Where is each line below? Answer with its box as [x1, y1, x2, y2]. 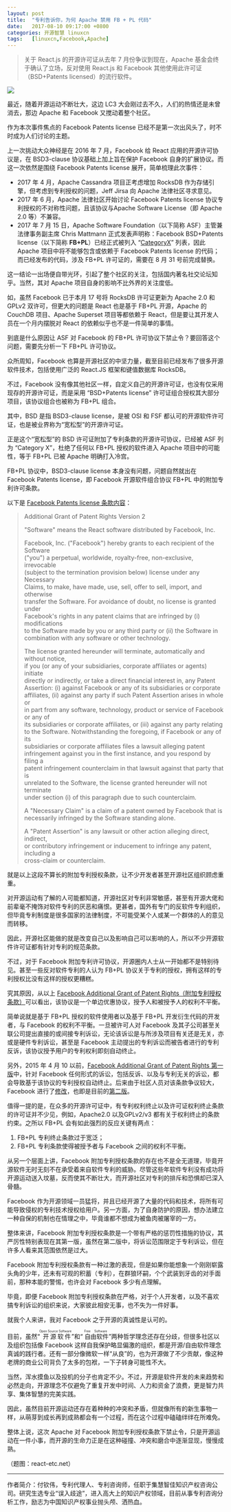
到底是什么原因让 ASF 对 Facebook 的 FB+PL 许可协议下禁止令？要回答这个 [7, 334, 221, 342]
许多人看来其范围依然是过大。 [7, 1246, 91, 1254]
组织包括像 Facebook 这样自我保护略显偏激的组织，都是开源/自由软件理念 [12, 1341, 221, 1349]
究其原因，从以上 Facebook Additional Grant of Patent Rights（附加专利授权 [7, 989, 222, 997]
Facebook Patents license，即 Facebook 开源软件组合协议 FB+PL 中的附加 [7, 476, 218, 484]
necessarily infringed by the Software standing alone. [23, 814, 176, 822]
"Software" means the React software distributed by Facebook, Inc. [23, 526, 215, 534]
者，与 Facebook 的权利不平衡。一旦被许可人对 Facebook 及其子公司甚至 [7, 1021, 214, 1030]
